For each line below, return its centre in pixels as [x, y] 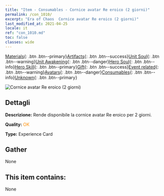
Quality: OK [17, 124]
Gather [16, 149]
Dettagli [18, 103]
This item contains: [36, 177]
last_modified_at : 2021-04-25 [37, 24]
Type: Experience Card [29, 134]
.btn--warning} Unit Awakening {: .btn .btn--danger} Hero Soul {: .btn [74, 61]
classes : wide [20, 42]
